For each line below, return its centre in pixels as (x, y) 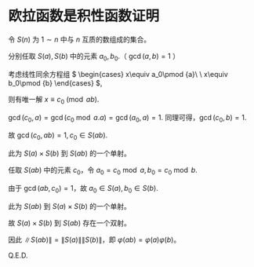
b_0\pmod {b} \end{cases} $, (55, 82)
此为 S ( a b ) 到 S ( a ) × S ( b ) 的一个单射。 (69, 206)
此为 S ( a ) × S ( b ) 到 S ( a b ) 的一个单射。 (69, 153)
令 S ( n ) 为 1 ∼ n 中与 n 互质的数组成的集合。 (80, 39)
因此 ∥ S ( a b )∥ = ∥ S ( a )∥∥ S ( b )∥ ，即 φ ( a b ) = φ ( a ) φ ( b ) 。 (94, 240)
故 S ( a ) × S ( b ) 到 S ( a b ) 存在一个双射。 (69, 223)
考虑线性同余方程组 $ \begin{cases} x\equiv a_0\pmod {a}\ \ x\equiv (118, 74)
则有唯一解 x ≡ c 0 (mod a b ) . (54, 100)
